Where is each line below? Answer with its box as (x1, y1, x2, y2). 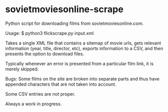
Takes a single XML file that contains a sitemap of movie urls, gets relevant (5, 40, 161, 46)
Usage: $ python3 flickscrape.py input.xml (5, 30, 94, 36)
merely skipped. (5, 66, 39, 72)
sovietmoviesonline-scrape (5, 4, 124, 15)
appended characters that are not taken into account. (5, 81, 116, 87)
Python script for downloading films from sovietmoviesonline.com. (5, 20, 144, 26)
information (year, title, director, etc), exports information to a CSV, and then (5, 45, 163, 51)
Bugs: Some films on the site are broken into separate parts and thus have (5, 76, 160, 82)
